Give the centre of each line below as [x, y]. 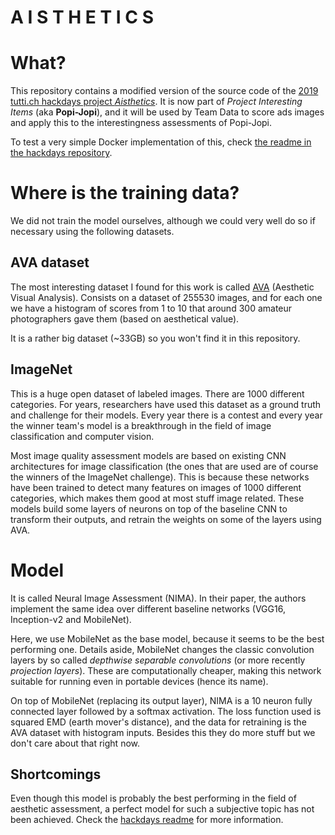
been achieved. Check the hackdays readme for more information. [147, 820]
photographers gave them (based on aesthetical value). [125, 318]
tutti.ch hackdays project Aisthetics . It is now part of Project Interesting [156, 102]
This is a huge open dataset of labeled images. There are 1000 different [157, 393]
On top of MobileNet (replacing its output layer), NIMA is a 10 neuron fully [161, 700]
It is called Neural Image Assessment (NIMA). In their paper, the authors [158, 598]
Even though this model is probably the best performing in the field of [153, 798]
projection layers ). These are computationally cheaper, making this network [166, 670]
